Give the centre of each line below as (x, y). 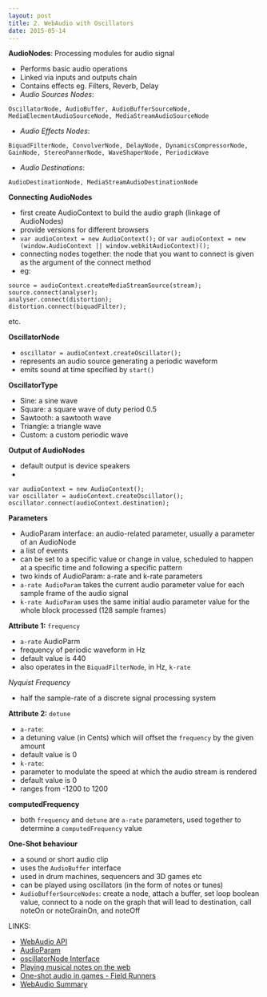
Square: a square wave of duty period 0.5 (88, 409)
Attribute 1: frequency (44, 626)
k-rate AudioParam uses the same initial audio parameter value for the (135, 602)
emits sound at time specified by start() (87, 370)
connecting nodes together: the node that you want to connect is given (137, 254)
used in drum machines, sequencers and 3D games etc (111, 877)
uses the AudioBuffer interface (70, 868)
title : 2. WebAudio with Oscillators (71, 23)
